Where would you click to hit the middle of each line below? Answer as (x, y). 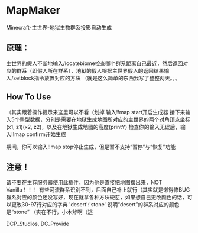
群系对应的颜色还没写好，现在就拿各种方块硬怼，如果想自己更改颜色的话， (97, 197)
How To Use (29, 97)
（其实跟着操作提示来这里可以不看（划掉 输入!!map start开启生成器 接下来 (96, 112)
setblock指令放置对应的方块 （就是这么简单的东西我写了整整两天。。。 (97, 78)
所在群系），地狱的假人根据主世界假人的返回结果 (106, 70)
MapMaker (33, 10)
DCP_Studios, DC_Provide (38, 224)
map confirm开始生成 (40, 134)
